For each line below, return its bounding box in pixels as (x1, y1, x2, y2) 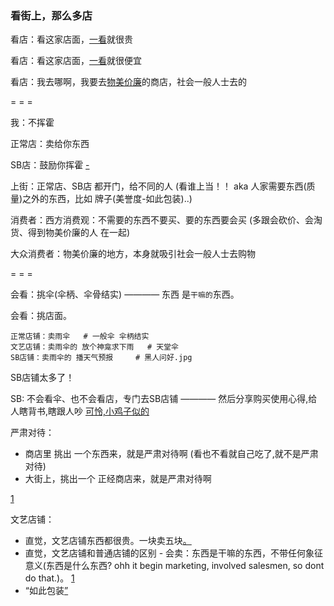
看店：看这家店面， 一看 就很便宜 (10, 55, 142, 67)
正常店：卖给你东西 (10, 138, 90, 150)
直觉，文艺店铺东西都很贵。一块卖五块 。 (24, 535, 192, 547)
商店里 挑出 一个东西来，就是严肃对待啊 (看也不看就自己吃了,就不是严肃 (24, 448, 319, 460)
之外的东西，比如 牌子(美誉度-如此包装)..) (22, 193, 193, 205)
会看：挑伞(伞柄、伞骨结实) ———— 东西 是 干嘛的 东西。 (10, 288, 240, 301)
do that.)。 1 (24, 572, 75, 584)
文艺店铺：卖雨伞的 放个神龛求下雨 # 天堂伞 (10, 342, 179, 352)
